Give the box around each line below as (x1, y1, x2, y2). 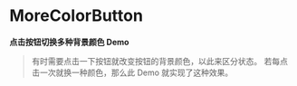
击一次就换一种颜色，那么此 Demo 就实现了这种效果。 (31, 67, 234, 78)
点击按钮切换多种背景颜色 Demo (9, 36, 129, 47)
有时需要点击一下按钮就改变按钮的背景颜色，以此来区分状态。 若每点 (31, 55, 288, 66)
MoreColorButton (9, 5, 143, 26)
